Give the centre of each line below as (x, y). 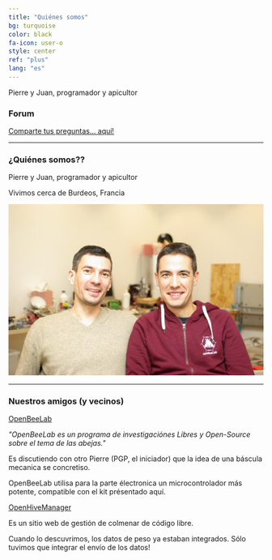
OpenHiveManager (40, 507)
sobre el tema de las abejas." (57, 442)
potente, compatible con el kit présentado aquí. (87, 491)
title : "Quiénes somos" (49, 17)
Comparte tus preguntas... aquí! (62, 131)
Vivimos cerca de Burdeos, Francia (67, 193)
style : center (32, 51)
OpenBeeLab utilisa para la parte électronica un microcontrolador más (125, 483)
